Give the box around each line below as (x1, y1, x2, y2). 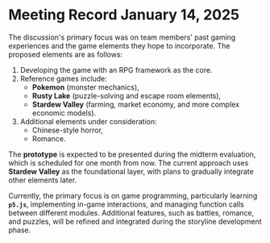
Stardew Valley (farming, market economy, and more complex (31, 99, 240, 109)
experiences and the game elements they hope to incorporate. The (8, 40, 231, 50)
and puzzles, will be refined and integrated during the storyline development (8, 216, 262, 226)
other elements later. (8, 175, 77, 185)
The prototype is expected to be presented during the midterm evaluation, (8, 149, 256, 159)
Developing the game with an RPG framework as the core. (19, 65, 213, 74)
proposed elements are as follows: (8, 49, 123, 59)
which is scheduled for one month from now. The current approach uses (8, 157, 249, 167)
